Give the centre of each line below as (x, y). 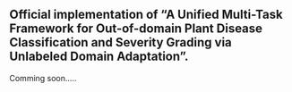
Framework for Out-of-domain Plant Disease (136, 29)
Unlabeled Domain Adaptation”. (99, 57)
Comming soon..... (43, 78)
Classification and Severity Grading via (121, 42)
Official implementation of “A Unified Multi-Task (146, 15)
